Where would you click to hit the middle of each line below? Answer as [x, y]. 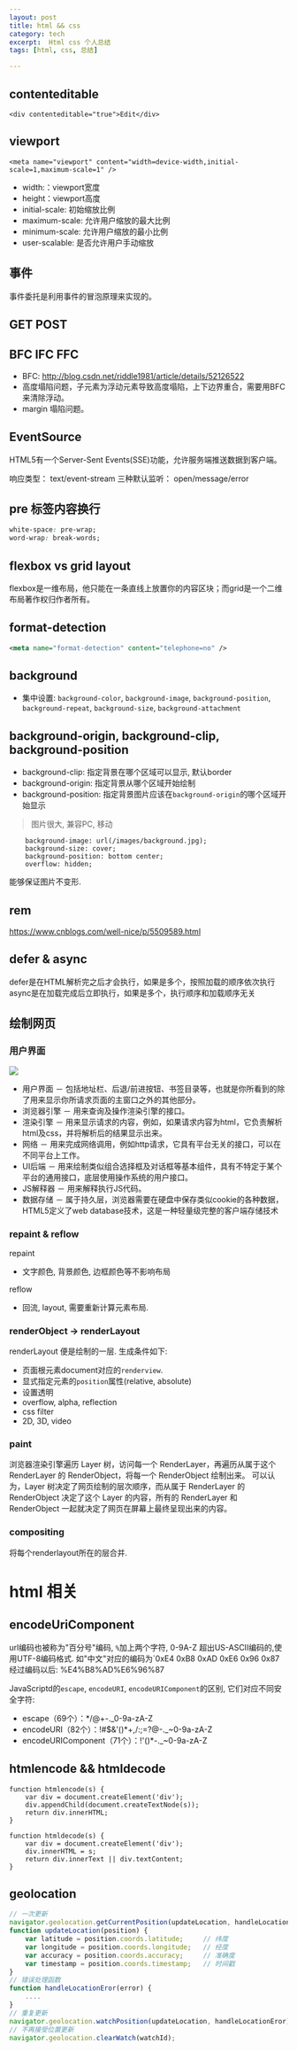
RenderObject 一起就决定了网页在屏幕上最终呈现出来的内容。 [121, 1509]
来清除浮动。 [45, 397]
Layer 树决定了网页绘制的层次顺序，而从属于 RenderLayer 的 [135, 1487]
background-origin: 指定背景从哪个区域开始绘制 [109, 783]
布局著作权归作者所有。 [52, 599]
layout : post [33, 17]
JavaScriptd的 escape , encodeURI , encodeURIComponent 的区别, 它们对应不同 [141, 1688]
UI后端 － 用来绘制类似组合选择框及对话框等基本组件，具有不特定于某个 [152, 1166]
